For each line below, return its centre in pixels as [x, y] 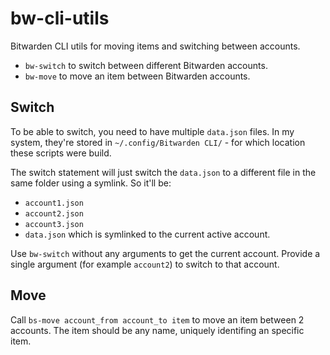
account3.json [54, 224]
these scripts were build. [61, 153]
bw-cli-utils [60, 18]
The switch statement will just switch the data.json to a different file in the [163, 172]
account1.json [54, 203]
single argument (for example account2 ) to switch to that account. [145, 264]
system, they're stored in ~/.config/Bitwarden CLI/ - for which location [158, 142]
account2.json [54, 213]
